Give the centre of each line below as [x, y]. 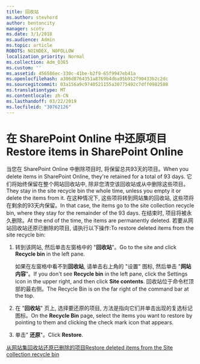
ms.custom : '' [24, 68]
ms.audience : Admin [31, 40]
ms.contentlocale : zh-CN [37, 96]
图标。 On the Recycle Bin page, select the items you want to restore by [104, 316]
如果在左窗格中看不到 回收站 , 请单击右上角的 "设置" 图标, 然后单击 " [98, 267]
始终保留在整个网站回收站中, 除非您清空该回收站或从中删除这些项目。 [102, 184]
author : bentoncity [31, 23]
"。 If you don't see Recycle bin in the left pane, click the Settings [107, 274]
